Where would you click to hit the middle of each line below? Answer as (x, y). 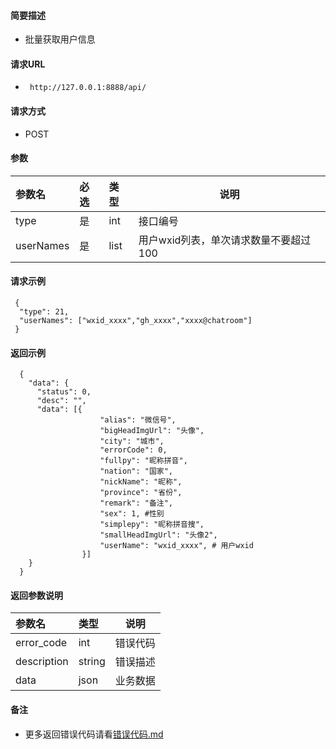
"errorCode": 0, (133, 450)
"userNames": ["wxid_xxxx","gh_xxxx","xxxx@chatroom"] (136, 321)
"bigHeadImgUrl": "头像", (152, 431)
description (42, 662)
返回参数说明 (36, 595)
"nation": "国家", (136, 471)
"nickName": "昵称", (141, 482)
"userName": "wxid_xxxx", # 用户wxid (176, 546)
